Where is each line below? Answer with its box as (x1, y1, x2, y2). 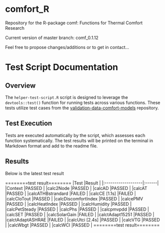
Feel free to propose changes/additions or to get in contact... (5, 44, 130, 50)
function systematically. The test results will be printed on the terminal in (5, 138, 154, 143)
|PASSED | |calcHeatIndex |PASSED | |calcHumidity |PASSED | (5, 201, 132, 207)
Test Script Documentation (5, 62, 118, 73)
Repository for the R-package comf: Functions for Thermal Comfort (5, 20, 143, 26)
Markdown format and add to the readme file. (5, 142, 98, 149)
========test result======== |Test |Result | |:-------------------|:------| (5, 180, 159, 186)
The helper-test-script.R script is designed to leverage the (5, 94, 128, 100)
